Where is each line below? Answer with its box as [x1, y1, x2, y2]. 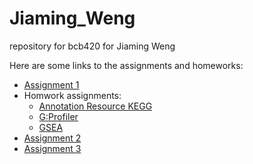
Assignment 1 [23, 78, 80, 91]
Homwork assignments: [23, 89, 122, 101]
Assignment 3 [23, 142, 82, 154]
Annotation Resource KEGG [38, 100, 153, 112]
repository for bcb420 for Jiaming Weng [9, 40, 176, 52]
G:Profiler [38, 110, 79, 122]
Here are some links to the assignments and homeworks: [9, 59, 244, 71]
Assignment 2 [23, 132, 82, 144]
